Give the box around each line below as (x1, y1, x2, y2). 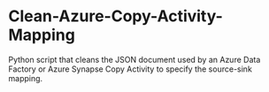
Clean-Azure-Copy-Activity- (8, 6, 223, 27)
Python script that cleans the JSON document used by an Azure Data (8, 54, 261, 65)
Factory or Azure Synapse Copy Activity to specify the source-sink (8, 64, 253, 74)
